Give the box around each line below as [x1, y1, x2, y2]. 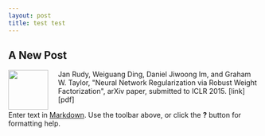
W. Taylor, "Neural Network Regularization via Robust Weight [58, 78, 257, 87]
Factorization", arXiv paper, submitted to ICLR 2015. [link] [58, 87, 245, 96]
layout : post [8, 11, 52, 20]
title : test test [8, 19, 66, 27]
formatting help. [8, 119, 61, 128]
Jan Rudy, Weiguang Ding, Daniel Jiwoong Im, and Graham [58, 69, 251, 80]
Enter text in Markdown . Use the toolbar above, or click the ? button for [8, 111, 241, 120]
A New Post [8, 49, 68, 62]
